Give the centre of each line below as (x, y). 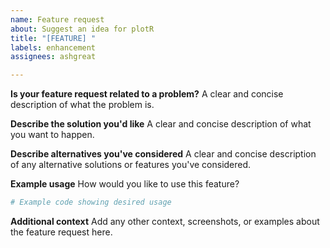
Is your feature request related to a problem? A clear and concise (147, 94)
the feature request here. (61, 232)
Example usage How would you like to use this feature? (125, 184)
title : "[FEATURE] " (53, 38)
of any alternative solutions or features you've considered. (131, 165)
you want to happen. (52, 135)
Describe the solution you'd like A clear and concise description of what (161, 124)
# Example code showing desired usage (91, 202)
